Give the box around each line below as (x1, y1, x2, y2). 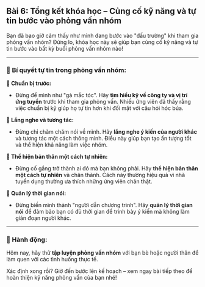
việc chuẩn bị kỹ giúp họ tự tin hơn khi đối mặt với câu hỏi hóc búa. (15, 104, 184, 112)
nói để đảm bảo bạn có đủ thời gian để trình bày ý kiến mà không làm (15, 208, 190, 216)
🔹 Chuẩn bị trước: (6, 80, 52, 87)
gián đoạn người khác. (15, 214, 71, 222)
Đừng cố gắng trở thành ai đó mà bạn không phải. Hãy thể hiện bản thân (15, 165, 198, 172)
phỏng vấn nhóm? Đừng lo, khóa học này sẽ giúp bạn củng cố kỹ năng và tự (6, 38, 198, 46)
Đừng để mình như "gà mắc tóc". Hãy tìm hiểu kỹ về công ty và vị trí (15, 92, 188, 99)
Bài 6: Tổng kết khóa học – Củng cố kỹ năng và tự (6, 6, 196, 16)
